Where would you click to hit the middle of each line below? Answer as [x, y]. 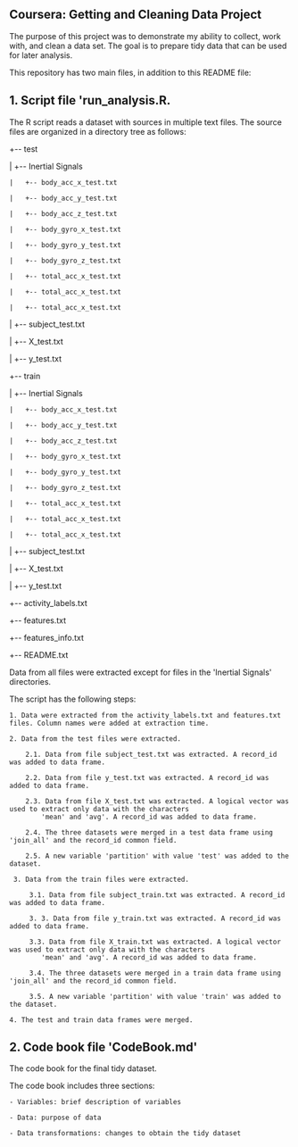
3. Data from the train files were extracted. [101, 879]
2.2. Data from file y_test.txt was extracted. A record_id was [147, 777]
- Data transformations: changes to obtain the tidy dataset [125, 1134]
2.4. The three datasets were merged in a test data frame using [149, 832]
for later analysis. [41, 55]
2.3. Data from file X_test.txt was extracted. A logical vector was [157, 801]
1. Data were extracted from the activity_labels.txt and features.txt [145, 715]
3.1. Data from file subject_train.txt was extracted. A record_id [157, 895]
